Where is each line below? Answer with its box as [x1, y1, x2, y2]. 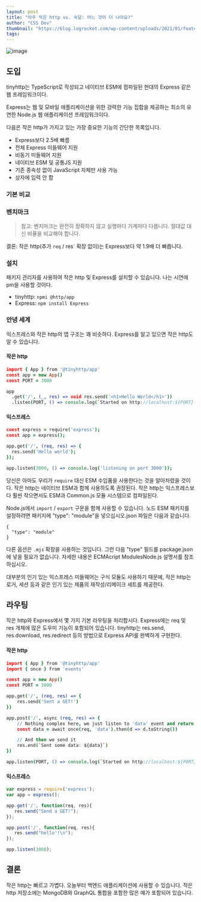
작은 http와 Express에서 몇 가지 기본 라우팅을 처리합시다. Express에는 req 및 [6, 617, 186, 624]
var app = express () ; [6, 792, 60, 798]
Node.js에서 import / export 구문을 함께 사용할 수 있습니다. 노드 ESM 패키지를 [6, 504, 190, 512]
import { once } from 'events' [6, 666, 84, 672]
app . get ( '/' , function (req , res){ [6, 803, 93, 809]
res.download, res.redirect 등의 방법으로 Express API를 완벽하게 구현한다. [6, 632, 182, 639]
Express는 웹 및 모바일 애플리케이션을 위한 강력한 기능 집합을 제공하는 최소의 [6, 103, 185, 111]
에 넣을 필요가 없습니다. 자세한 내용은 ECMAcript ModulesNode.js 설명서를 [6, 553, 183, 560]
